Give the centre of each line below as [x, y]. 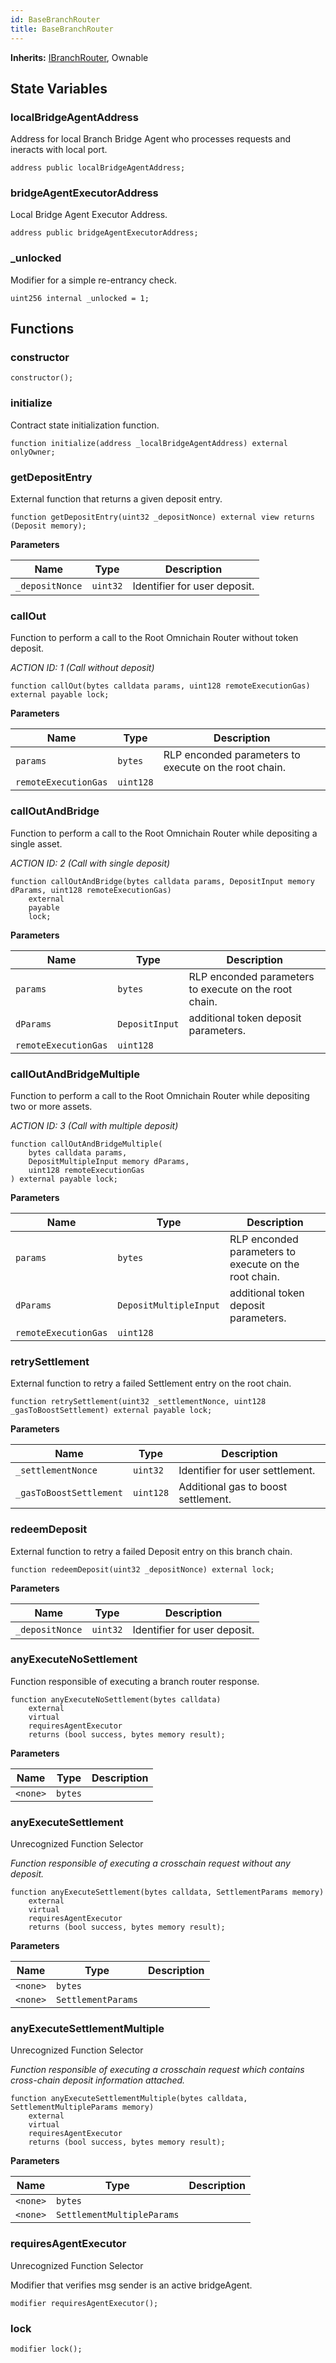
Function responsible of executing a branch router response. [135, 1681]
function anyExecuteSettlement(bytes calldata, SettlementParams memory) [167, 1892]
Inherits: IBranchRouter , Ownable [79, 57]
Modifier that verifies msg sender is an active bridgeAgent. [131, 2285]
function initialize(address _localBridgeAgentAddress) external [149, 443]
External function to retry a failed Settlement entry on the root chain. [151, 1383]
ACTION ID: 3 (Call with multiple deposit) [94, 1125]
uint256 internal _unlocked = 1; [80, 298]
